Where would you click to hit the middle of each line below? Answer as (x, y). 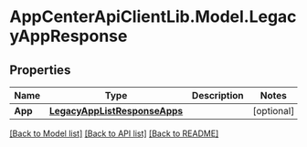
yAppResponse (69, 36)
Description (217, 95)
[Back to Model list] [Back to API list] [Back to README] (114, 133)
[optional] (274, 111)
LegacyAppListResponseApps (116, 111)
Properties (40, 70)
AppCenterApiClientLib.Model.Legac (153, 17)
